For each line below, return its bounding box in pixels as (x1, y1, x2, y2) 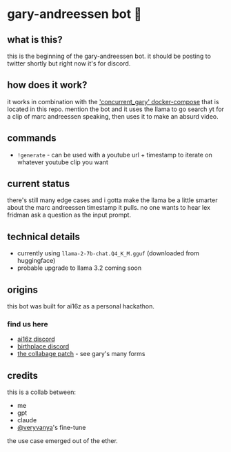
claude (17, 416, 37, 424)
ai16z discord (17, 335, 55, 344)
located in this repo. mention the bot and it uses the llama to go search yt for (7, 105, 224, 113)
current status (7, 178, 70, 190)
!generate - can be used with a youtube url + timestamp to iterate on (17, 150, 212, 159)
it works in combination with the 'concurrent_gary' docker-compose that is (7, 97, 219, 106)
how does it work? (7, 79, 88, 91)
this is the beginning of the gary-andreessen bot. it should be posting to (7, 52, 212, 60)
